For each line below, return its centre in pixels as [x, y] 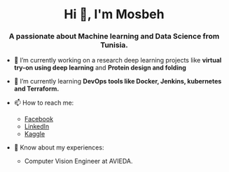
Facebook [39, 119]
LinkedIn [37, 126]
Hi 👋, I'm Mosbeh [114, 14]
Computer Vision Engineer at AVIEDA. [78, 161]
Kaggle [35, 134]
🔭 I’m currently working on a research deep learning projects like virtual [118, 60]
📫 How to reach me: [44, 103]
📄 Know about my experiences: [59, 147]
